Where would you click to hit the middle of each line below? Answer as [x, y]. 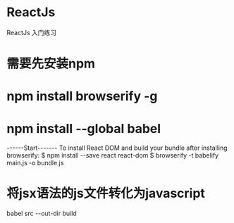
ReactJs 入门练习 [32, 32]
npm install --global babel [84, 128]
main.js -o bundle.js [35, 163]
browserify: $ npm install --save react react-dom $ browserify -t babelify [113, 155]
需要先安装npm [51, 64]
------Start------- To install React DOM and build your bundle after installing [117, 148]
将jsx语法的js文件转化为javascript [106, 193]
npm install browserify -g [82, 96]
